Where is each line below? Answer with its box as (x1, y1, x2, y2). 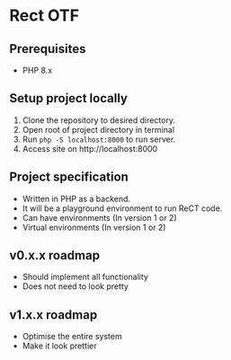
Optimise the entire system (22, 331, 123, 342)
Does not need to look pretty (22, 281, 129, 292)
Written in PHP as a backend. (22, 193, 131, 204)
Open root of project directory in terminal (22, 124, 175, 135)
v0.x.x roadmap (9, 248, 101, 263)
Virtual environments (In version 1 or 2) (22, 222, 166, 233)
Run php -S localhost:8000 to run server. (22, 134, 176, 145)
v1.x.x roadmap (9, 307, 98, 322)
